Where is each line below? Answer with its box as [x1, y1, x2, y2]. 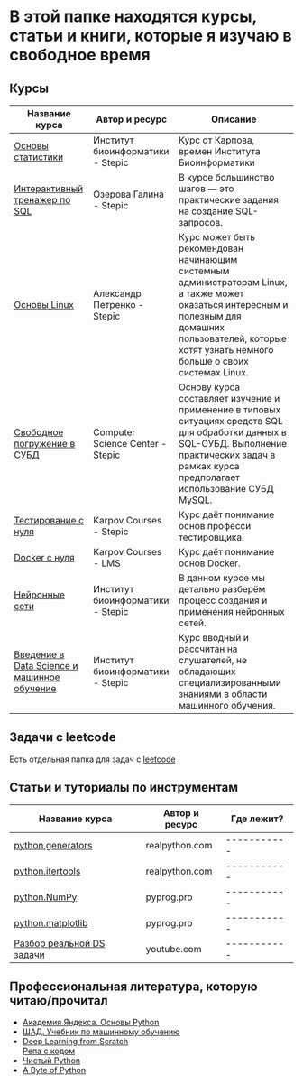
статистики [14, 151, 64, 163]
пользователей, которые [179, 332, 287, 345]
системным [179, 264, 230, 277]
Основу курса [179, 381, 241, 394]
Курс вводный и [179, 632, 250, 644]
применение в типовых [179, 403, 281, 416]
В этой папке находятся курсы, [9, 6, 257, 27]
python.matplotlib [14, 916, 88, 929]
